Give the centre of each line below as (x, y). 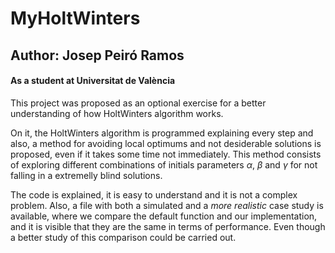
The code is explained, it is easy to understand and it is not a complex (154, 194)
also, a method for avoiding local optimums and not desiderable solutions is (166, 143)
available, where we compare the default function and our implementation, (164, 216)
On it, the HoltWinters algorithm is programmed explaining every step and (162, 133)
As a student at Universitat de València (93, 81)
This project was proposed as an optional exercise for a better (138, 103)
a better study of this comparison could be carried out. (123, 237)
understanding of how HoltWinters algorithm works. (117, 113)
